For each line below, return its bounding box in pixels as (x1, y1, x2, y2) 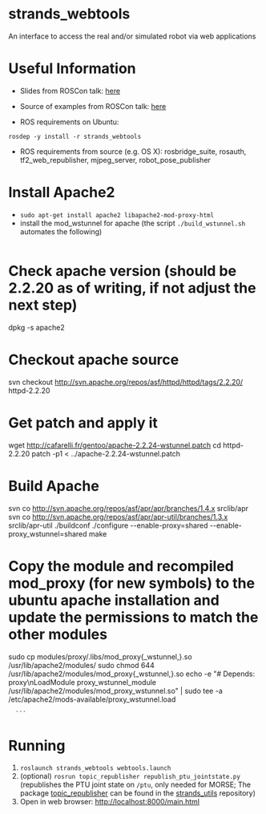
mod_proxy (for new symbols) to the (8, 574, 255, 592)
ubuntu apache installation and (8, 591, 220, 609)
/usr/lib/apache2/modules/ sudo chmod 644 (8, 660, 155, 670)
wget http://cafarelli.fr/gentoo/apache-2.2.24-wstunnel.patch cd (8, 440, 222, 450)
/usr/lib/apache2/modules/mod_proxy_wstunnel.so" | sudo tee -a (8, 686, 223, 695)
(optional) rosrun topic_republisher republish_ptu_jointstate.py (19, 771, 240, 781)
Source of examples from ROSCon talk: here (19, 101, 167, 111)
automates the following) (19, 226, 103, 237)
